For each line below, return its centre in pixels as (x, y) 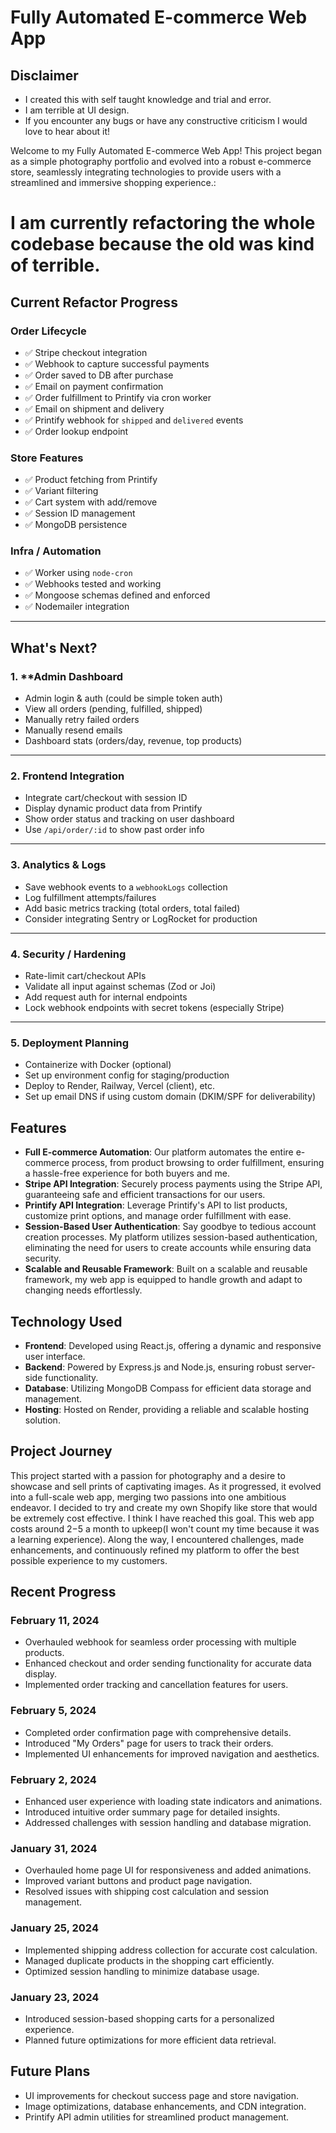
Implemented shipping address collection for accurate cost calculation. (171, 1950)
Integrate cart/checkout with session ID (106, 798)
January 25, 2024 (54, 1928)
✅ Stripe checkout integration (86, 352)
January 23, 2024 (55, 1997)
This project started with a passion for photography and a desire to (148, 1475)
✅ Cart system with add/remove (91, 502)
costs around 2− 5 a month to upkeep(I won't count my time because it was (165, 1528)
